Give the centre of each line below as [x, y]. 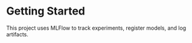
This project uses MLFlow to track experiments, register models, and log [96, 28]
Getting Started [46, 11]
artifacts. [18, 34]
